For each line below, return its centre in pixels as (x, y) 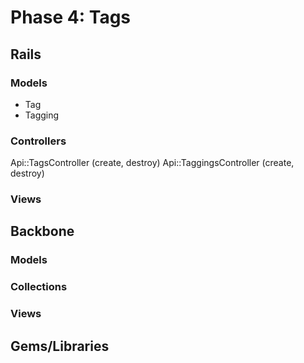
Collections (39, 287)
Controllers (38, 141)
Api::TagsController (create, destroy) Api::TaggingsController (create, (152, 163)
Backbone (42, 231)
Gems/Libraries (60, 346)
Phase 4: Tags (71, 17)
